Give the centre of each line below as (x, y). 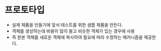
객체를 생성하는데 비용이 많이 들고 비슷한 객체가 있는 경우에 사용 (73, 31)
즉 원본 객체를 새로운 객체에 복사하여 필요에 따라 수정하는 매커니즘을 (77, 37)
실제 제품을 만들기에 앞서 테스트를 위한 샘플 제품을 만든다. (67, 25)
